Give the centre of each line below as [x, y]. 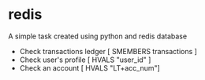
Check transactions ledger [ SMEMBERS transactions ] [108, 51]
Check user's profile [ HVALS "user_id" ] [85, 60]
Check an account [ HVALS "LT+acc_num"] [89, 67]
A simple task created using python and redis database [98, 36]
